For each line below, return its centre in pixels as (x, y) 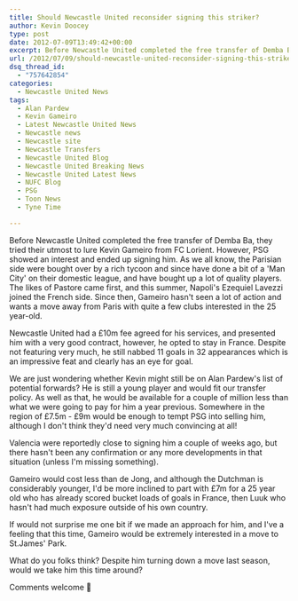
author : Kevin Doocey (49, 26)
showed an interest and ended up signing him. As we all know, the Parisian (145, 259)
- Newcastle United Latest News (77, 174)
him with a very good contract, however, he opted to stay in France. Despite (148, 342)
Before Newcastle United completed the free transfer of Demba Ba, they (141, 240)
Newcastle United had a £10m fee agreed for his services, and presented (142, 333)
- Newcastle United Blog (63, 158)
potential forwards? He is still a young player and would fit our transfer (137, 388)
